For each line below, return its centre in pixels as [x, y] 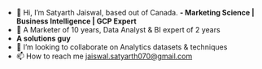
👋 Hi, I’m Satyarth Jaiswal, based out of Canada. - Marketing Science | [135, 13]
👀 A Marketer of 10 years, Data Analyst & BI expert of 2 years [118, 30]
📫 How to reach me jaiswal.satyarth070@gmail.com [104, 56]
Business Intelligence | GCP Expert [76, 21]
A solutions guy [43, 38]
